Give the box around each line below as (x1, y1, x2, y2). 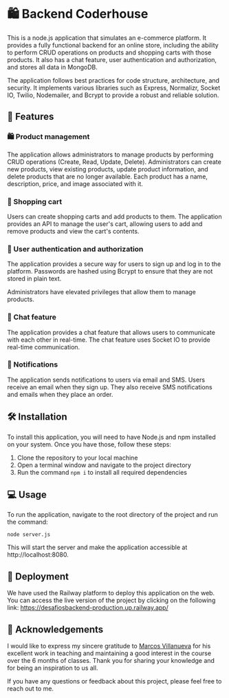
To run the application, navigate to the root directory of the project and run (7, 511, 218, 519)
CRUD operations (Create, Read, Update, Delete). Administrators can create (7, 157, 221, 166)
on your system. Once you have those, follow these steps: (7, 440, 172, 449)
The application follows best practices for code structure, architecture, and (7, 76, 220, 84)
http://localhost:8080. (7, 551, 69, 559)
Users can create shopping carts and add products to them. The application (7, 212, 222, 220)
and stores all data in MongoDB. (7, 63, 98, 71)
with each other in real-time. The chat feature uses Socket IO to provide (7, 336, 211, 344)
